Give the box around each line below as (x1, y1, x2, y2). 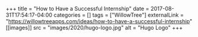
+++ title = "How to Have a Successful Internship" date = (5, 5, 150, 12)
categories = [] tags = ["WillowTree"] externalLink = (53, 11, 184, 18)
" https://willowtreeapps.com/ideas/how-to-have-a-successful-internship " (5, 18, 193, 24)
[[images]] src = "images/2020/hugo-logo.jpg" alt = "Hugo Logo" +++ (5, 24, 183, 31)
